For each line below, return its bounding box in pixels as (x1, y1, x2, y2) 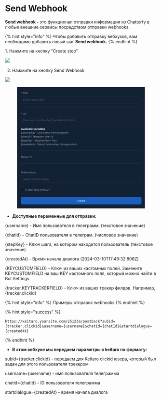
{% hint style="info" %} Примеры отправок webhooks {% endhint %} (5, 299, 145, 305)
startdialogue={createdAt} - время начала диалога (5, 389, 108, 395)
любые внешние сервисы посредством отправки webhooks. (5, 24, 130, 30)
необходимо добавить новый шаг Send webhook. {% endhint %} (5, 38, 138, 44)
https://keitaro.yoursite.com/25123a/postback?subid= (5, 319, 116, 324)
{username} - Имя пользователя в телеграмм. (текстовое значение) (5, 223, 146, 228)
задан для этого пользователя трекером (5, 361, 89, 367)
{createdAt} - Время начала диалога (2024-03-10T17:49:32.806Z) (5, 256, 139, 262)
